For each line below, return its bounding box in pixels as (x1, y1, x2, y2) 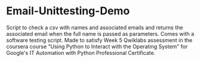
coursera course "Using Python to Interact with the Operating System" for (6, 43, 188, 50)
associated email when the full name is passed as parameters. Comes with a (6, 30, 195, 37)
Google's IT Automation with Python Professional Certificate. (6, 49, 156, 56)
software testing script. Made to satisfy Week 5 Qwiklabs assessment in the (6, 36, 193, 44)
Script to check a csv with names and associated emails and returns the (6, 24, 183, 31)
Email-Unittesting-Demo (6, 4, 130, 18)
